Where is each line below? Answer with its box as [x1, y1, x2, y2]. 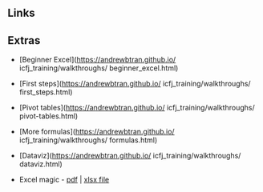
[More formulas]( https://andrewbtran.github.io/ [18, 127, 175, 137]
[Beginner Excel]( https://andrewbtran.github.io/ [18, 55, 176, 65]
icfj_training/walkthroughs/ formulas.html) [18, 135, 158, 145]
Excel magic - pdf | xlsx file [18, 175, 110, 185]
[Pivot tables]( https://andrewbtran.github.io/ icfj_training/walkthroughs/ [18, 103, 255, 113]
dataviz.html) [18, 159, 63, 169]
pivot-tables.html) [18, 111, 79, 121]
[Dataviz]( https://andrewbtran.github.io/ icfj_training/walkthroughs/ [18, 151, 241, 161]
